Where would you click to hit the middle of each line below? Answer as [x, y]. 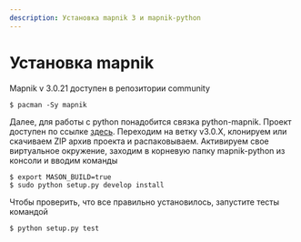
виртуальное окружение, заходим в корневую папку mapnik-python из [147, 150]
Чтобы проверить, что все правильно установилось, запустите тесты [145, 202]
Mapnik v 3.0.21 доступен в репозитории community [110, 88]
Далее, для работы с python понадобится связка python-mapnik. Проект [151, 121]
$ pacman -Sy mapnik [49, 105]
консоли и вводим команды [64, 160]
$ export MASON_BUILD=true [60, 177]
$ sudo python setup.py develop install [87, 185]
